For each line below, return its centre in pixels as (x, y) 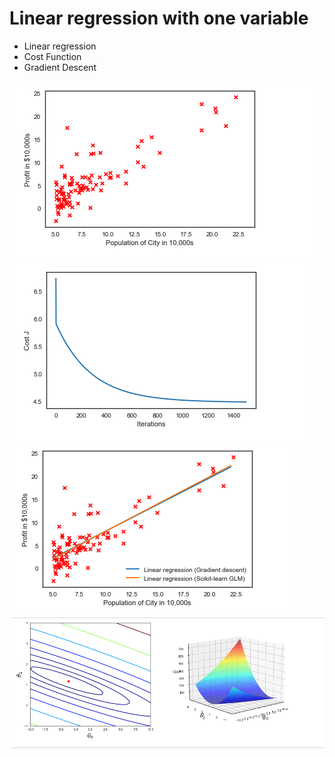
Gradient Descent (60, 67)
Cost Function (52, 56)
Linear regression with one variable (159, 18)
